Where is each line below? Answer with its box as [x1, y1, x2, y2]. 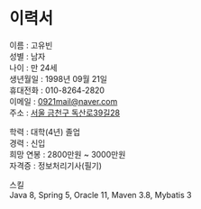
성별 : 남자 [9, 50, 46, 61]
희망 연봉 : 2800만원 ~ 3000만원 [9, 149, 126, 159]
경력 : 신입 [9, 137, 46, 149]
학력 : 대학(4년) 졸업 [9, 126, 81, 137]
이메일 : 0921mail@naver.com [9, 95, 118, 106]
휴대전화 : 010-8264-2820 [9, 85, 105, 95]
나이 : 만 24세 [9, 62, 58, 73]
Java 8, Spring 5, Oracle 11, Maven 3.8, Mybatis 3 [9, 189, 192, 200]
